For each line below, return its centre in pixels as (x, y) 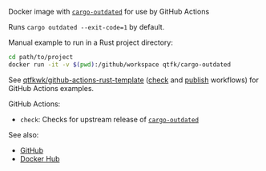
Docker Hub (40, 158)
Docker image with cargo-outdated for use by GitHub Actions (109, 12)
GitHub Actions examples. (51, 88)
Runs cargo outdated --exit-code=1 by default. (87, 27)
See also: (24, 134)
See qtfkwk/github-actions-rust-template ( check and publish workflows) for (133, 80)
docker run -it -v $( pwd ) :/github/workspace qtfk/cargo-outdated (119, 64)
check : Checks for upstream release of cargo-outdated (109, 119)
